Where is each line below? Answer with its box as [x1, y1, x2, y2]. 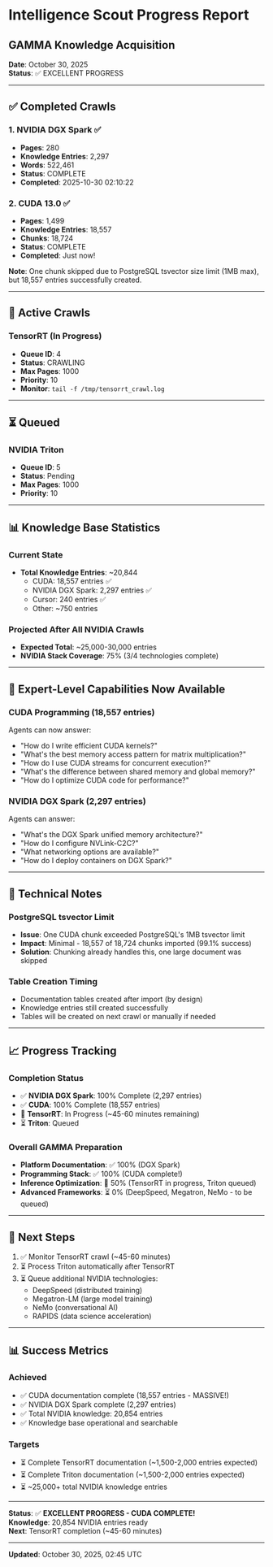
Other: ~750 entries [32, 604, 98, 614]
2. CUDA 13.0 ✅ [8, 198, 71, 209]
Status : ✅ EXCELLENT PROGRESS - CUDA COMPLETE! [8, 1508, 196, 1518]
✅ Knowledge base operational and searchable [19, 1417, 179, 1427]
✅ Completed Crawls [8, 100, 116, 114]
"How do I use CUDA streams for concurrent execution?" [19, 758, 211, 768]
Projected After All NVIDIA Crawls [8, 623, 145, 635]
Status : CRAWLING [19, 358, 85, 367]
